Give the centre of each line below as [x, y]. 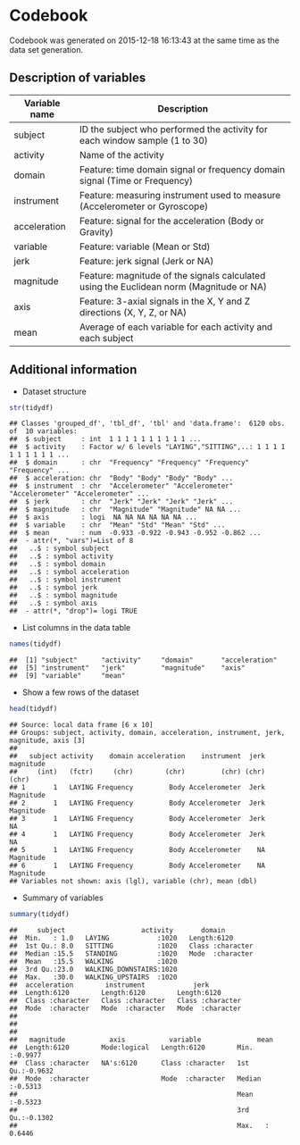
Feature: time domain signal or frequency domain [182, 169]
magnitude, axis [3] [48, 741]
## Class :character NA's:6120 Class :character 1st [129, 1064]
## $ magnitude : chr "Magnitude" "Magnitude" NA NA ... [125, 510]
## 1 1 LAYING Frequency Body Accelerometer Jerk [137, 788]
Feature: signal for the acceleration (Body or [172, 221]
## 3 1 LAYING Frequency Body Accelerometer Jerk [137, 819]
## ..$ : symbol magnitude [63, 596]
